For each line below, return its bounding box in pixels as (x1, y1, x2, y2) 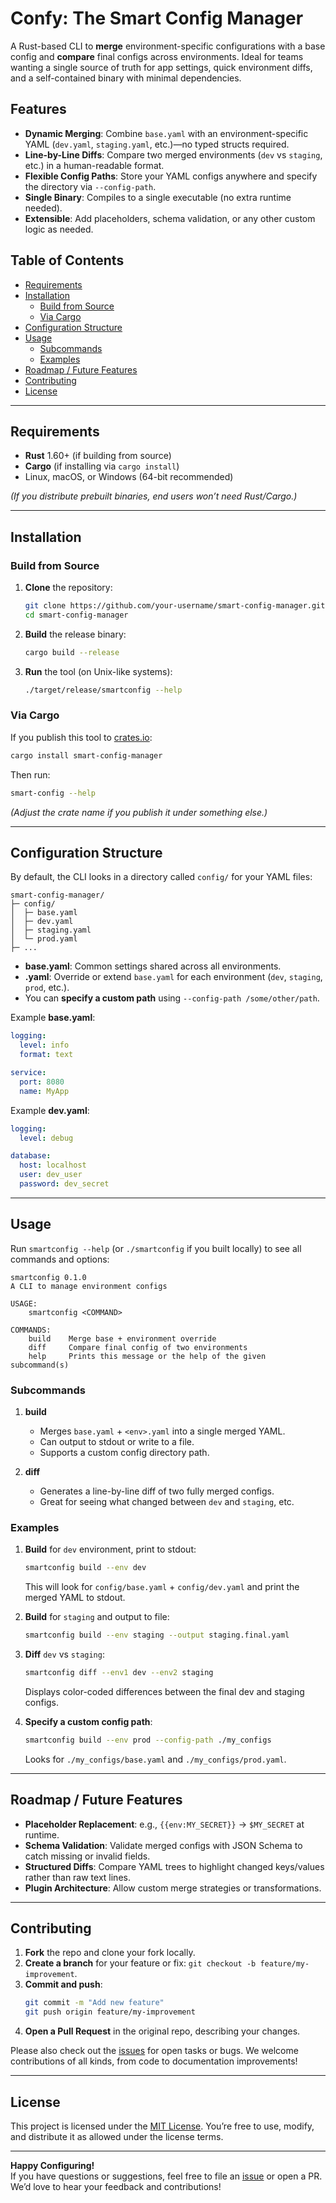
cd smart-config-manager (24, 610, 129, 620)
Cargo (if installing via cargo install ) (24, 460, 180, 472)
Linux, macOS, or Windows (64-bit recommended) (24, 471, 234, 483)
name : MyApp (19, 1086, 70, 1096)
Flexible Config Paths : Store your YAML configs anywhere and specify (24, 170, 318, 182)
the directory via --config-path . (24, 180, 157, 192)
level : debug (19, 1133, 74, 1143)
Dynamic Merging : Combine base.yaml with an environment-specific (24, 127, 309, 139)
